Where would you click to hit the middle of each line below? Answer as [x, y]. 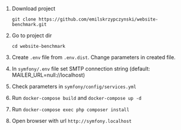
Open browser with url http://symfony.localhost [72, 121]
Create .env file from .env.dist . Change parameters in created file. [94, 57]
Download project [34, 9]
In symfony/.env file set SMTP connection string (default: [81, 69]
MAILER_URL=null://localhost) [48, 75]
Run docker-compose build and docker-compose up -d [77, 98]
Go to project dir [32, 35]
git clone [24, 19]
